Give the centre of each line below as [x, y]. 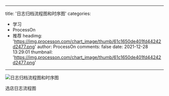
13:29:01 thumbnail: [32, 52]
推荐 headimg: [27, 36]
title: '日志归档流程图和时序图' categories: [48, 13]
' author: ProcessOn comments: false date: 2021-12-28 [91, 46]
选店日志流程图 [21, 88]
